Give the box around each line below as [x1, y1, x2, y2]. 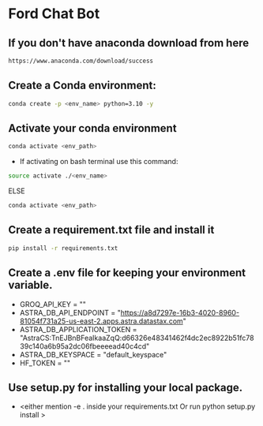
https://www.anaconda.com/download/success [8, 57, 154, 65]
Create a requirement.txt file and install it [8, 223, 215, 237]
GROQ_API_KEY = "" [19, 299, 87, 308]
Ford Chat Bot [8, 5, 100, 23]
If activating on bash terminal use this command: [19, 157, 178, 166]
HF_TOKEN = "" [19, 358, 71, 368]
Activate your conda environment [8, 121, 177, 135]
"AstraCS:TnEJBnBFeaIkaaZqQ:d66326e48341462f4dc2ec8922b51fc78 [19, 333, 254, 342]
